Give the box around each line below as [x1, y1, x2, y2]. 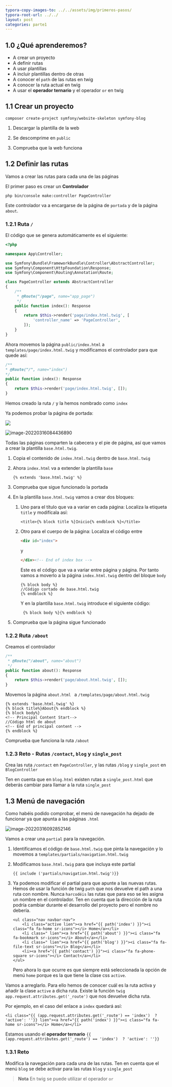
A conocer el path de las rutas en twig [12, 77, 93, 83]
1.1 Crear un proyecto [5, 102, 74, 111]
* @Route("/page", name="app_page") [16, 293, 95, 299]
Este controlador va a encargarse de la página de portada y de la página [5, 202, 158, 208]
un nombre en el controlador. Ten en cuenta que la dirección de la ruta [12, 896, 162, 902]
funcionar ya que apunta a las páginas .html [5, 816, 99, 822]
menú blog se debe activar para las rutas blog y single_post [5, 1065, 132, 1072]
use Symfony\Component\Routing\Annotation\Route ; [5, 270, 114, 275]
